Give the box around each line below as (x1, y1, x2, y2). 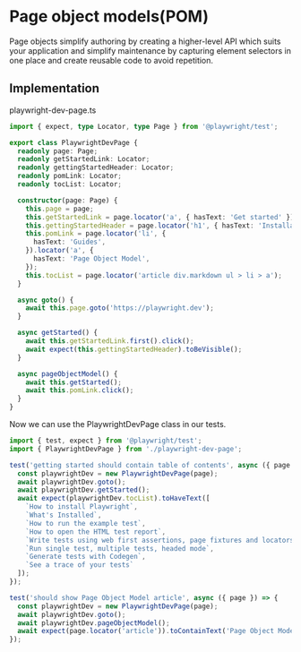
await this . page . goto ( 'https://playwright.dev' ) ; (25, 304, 215, 313)
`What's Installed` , (25, 510, 102, 519)
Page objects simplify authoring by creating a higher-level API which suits (9, 36, 281, 47)
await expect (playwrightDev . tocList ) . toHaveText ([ (17, 494, 211, 503)
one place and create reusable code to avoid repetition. (9, 55, 213, 65)
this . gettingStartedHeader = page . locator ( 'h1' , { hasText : (25, 221, 254, 230)
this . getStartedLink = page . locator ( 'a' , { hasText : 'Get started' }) (25, 212, 295, 221)
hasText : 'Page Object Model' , (32, 254, 150, 263)
